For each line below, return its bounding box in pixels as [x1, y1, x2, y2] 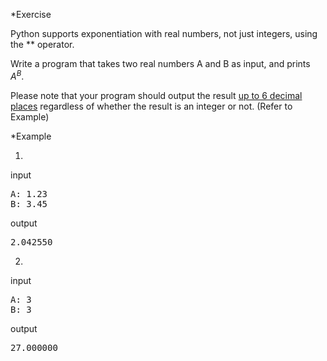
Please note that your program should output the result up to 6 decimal [10, 89, 303, 101]
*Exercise [10, 9, 52, 20]
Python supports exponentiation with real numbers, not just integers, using [10, 28, 318, 39]
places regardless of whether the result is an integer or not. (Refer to [10, 100, 293, 112]
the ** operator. [10, 39, 75, 50]
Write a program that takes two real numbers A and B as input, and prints [10, 58, 311, 69]
